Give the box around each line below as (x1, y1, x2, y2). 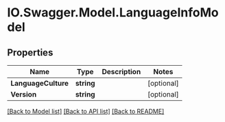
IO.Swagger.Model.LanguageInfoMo (7, 5, 220, 21)
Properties (7, 47, 54, 58)
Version (10, 90, 37, 99)
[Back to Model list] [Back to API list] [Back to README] (7, 108, 165, 115)
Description (102, 67, 141, 76)
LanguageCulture (10, 79, 69, 88)
